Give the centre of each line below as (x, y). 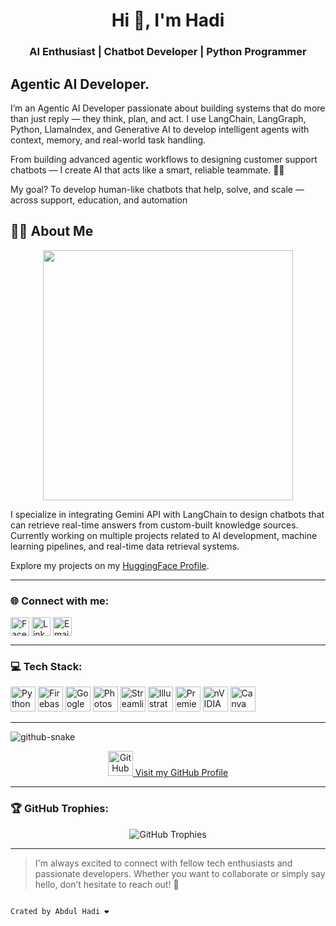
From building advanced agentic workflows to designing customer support (164, 159)
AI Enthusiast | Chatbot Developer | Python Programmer (168, 52)
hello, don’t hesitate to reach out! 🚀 (107, 884)
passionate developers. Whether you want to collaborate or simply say (180, 873)
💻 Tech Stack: (46, 666)
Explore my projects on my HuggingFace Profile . (110, 565)
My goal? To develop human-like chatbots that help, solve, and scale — (157, 189)
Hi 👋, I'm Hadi (168, 20)
